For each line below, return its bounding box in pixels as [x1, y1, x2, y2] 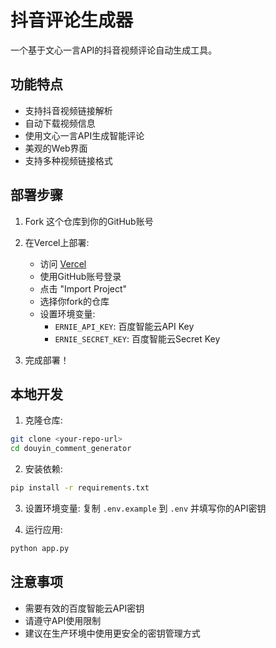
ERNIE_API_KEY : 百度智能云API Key [54, 320, 195, 332]
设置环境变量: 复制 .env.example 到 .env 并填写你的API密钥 [24, 502, 267, 514]
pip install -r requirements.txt [10, 483, 150, 493]
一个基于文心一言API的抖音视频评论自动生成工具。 [10, 44, 218, 56]
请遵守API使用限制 [24, 614, 102, 626]
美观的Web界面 [24, 142, 88, 154]
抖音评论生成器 [10, 9, 134, 32]
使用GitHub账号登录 [39, 270, 122, 282]
